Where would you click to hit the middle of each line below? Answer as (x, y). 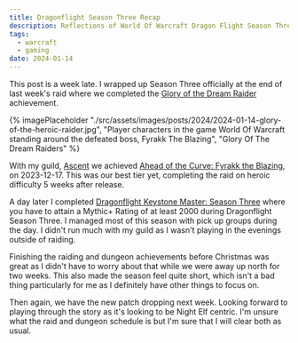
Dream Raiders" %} (45, 148)
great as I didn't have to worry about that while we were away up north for (145, 266)
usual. (20, 331)
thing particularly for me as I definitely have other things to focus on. (134, 285)
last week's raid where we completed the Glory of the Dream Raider (133, 93)
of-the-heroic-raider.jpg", (55, 129)
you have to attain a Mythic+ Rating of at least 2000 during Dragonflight (141, 211)
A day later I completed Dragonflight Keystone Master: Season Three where (147, 202)
